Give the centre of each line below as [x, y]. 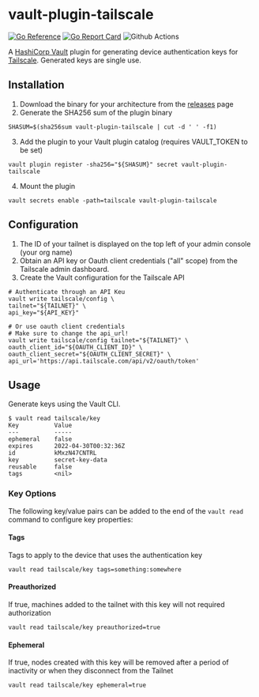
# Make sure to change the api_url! [68, 333]
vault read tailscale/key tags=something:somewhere [95, 569]
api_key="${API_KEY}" [44, 313]
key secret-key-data [58, 460]
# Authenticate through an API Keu [67, 292]
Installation [36, 85]
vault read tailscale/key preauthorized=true [84, 627]
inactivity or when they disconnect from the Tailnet [91, 671]
